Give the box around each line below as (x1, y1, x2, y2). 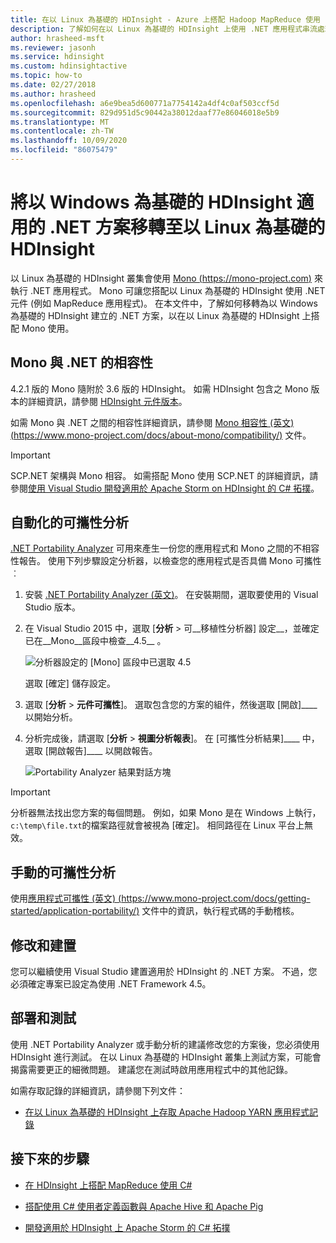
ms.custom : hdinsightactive (10, 61, 128, 71)
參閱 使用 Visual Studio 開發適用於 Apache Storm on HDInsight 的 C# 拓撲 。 (10, 482, 320, 494)
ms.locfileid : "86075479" (10, 145, 118, 155)
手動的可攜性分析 (10, 864, 116, 881)
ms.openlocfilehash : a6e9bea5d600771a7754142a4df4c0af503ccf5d (10, 98, 280, 108)
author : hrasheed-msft (10, 33, 105, 43)
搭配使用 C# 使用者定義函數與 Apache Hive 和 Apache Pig (24, 1200, 264, 1212)
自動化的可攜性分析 (10, 514, 129, 531)
